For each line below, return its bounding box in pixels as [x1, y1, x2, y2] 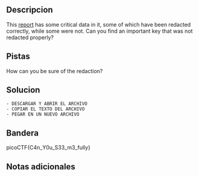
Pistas [6, 51, 30, 62]
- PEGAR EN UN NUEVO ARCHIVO [6, 111, 80, 117]
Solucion [6, 85, 40, 96]
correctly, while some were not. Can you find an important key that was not [6, 27, 193, 34]
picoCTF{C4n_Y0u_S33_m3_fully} [6, 144, 90, 151]
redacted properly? [6, 33, 54, 41]
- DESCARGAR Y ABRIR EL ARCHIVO [6, 101, 87, 107]
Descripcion [6, 5, 53, 15]
